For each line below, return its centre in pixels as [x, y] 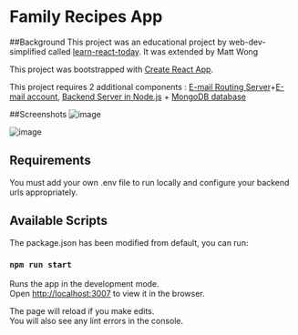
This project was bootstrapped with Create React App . [112, 69]
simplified [28, 51]
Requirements [50, 161]
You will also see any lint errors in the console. [97, 320]
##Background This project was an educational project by [118, 42]
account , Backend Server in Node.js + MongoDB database [136, 96]
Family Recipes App [86, 17]
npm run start [41, 265]
